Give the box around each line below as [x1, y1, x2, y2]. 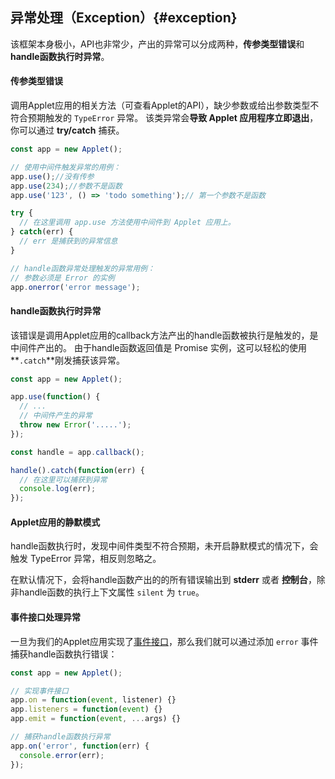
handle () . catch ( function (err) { [10, 465, 145, 475]
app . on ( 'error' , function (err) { [10, 741, 150, 751]
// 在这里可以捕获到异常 [19, 474, 108, 485]
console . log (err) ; [19, 484, 97, 494]
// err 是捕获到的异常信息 [19, 236, 118, 247]
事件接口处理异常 [10, 611, 81, 623]
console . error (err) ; [19, 750, 105, 760]
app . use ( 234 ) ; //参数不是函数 [10, 181, 123, 191]
